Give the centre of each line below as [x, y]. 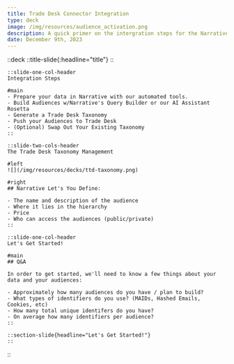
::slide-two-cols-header [43, 146]
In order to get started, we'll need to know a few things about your [112, 274]
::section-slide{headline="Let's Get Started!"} [79, 335]
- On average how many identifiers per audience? [81, 317]
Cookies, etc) [28, 305]
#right [17, 182]
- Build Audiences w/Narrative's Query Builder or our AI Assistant [109, 103]
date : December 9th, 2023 [45, 40]
